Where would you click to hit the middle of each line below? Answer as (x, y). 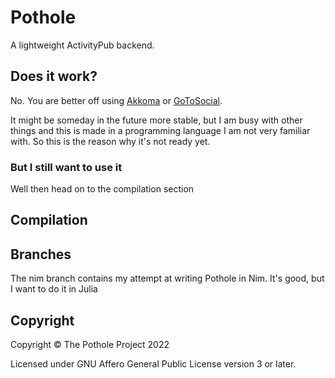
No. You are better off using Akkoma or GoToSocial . (116, 100)
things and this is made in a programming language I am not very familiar (160, 130)
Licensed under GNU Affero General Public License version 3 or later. (153, 364)
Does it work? (54, 76)
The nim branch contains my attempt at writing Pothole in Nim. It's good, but (167, 278)
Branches (41, 254)
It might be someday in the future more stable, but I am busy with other (156, 120)
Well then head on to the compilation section (102, 189)
